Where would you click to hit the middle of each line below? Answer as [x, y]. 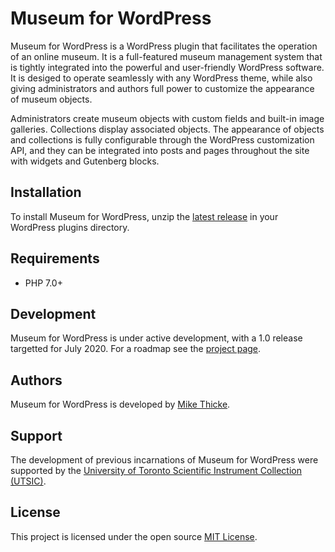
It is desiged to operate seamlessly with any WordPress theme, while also [161, 78]
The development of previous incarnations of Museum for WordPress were [164, 460]
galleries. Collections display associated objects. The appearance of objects [167, 129]
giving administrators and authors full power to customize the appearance [162, 88]
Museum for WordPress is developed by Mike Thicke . [120, 404]
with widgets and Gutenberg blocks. [85, 161]
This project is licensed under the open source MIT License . [134, 536]
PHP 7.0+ [43, 283]
